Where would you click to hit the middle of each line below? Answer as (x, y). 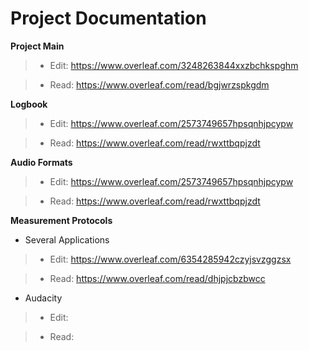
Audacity (43, 298)
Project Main (37, 46)
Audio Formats (41, 162)
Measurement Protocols (61, 220)
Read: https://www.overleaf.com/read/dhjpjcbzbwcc (157, 278)
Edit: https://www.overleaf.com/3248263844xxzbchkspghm (174, 65)
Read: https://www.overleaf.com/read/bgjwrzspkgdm (159, 84)
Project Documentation (108, 18)
